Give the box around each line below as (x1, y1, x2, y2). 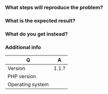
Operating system (7, 81, 49, 88)
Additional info (5, 44, 41, 50)
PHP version (7, 73, 36, 80)
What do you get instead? (5, 30, 68, 37)
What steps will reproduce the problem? (5, 4, 104, 11)
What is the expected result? (5, 17, 75, 24)
